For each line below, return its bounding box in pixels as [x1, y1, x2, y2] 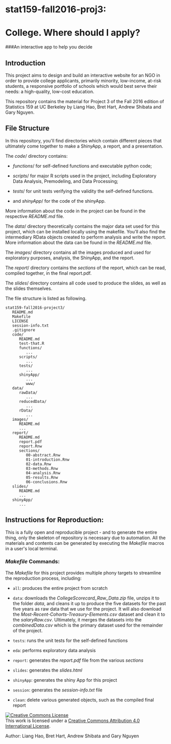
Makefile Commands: [5, 558, 60, 565]
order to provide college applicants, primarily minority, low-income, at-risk [5, 78, 162, 84]
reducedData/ [18, 399, 47, 404]
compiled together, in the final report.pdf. [5, 270, 92, 276]
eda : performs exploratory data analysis [12, 647, 96, 653]
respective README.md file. [5, 213, 65, 219]
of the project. [12, 627, 43, 634]
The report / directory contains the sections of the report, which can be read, [5, 265, 166, 271]
